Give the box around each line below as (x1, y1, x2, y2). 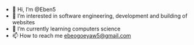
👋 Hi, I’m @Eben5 (12, 6, 56, 13)
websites (12, 19, 35, 26)
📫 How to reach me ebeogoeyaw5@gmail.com (12, 32, 131, 39)
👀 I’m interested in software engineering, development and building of (12, 12, 188, 19)
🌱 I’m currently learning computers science (12, 25, 121, 32)
